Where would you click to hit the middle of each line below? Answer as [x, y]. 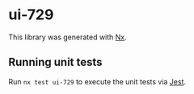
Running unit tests [55, 62]
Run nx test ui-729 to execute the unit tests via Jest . [97, 81]
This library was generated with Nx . [67, 37]
